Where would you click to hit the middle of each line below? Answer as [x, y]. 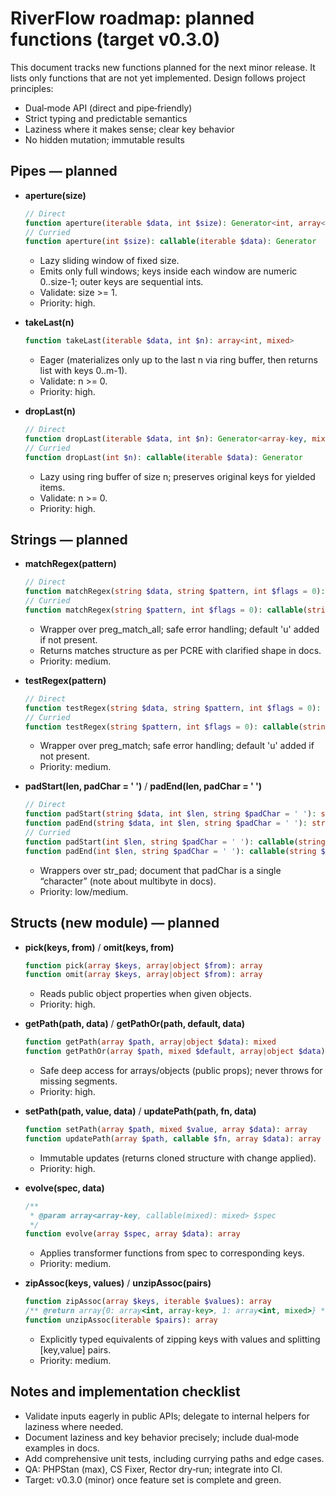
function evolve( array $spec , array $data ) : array [132, 1234]
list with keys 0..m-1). [83, 371]
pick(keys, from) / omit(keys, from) [99, 947]
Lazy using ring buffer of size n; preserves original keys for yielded [177, 476]
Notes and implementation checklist [125, 1392]
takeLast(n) [49, 323]
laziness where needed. [74, 1426]
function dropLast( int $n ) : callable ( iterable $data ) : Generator [163, 457]
